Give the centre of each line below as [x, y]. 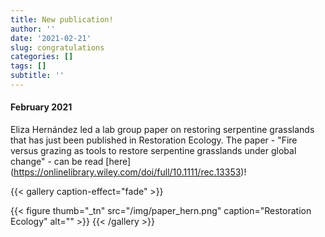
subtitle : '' [37, 76]
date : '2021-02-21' [51, 38]
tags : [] [28, 66]
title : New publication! [62, 19]
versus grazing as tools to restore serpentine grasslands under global [153, 151]
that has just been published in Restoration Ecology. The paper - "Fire [154, 140]
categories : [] [42, 57]
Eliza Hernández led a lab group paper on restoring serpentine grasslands [162, 130]
